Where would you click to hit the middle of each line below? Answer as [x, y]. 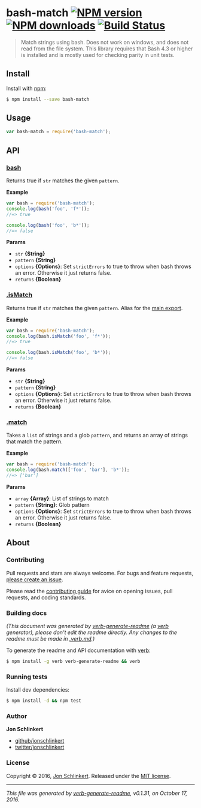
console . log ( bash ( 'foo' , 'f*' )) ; [48, 209]
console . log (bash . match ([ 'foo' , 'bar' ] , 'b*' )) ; [68, 470]
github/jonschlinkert [39, 741]
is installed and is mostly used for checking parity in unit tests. [98, 55]
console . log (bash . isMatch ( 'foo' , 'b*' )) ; [59, 353]
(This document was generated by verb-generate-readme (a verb [87, 626]
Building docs [27, 613]
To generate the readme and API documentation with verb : [78, 650]
